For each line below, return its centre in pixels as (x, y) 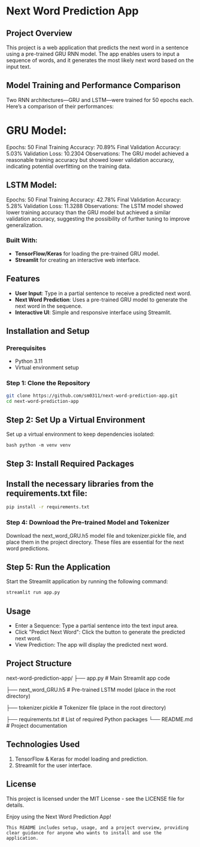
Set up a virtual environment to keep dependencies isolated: (80, 434)
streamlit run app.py (33, 593)
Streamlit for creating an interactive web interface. (78, 260)
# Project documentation (37, 725)
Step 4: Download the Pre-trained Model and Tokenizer (88, 523)
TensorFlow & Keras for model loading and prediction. (81, 759)
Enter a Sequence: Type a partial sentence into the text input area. (96, 626)
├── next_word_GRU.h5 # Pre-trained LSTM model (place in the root (91, 689)
